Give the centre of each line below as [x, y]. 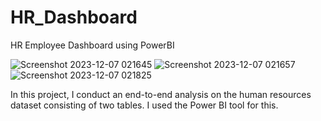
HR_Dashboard [74, 17]
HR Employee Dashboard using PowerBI [92, 45]
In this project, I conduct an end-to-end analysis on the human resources [161, 94]
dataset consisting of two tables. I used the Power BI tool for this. [144, 105]
